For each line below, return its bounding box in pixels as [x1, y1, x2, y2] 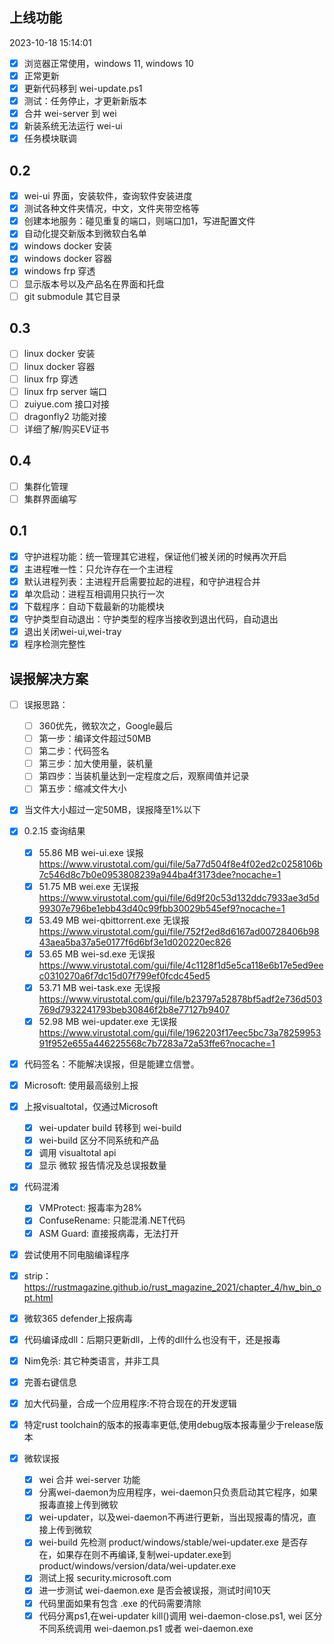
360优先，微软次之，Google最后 [38, 720, 174, 732]
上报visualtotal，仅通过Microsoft [23, 1101, 159, 1112]
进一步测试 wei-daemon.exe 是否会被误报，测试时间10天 [38, 1584, 272, 1597]
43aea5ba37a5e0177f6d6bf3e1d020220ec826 [38, 936, 232, 948]
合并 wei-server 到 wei [23, 108, 117, 120]
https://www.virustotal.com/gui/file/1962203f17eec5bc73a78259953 [38, 1026, 322, 1038]
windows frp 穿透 [23, 265, 96, 277]
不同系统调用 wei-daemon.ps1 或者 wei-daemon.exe [38, 1622, 254, 1634]
